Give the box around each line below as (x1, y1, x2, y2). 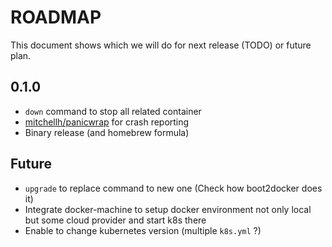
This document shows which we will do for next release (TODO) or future (10, 39, 312, 51)
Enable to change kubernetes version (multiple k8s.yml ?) (24, 224, 262, 236)
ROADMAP (10, 6, 102, 29)
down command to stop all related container (24, 105, 202, 117)
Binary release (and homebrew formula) (24, 126, 190, 138)
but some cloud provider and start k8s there (24, 214, 207, 226)
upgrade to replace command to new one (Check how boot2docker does (24, 182, 323, 194)
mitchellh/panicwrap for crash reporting (24, 116, 190, 128)
